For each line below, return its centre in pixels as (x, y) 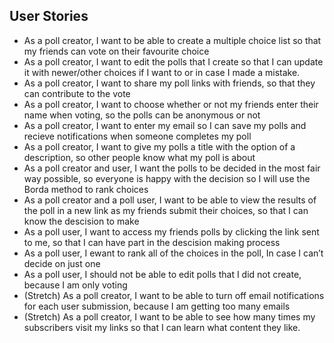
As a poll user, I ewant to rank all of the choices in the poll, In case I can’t (173, 253)
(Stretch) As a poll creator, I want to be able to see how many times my (169, 316)
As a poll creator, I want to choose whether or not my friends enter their (171, 104)
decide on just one (62, 263)
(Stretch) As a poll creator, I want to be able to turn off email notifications (174, 295)
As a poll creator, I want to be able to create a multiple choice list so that (172, 40)
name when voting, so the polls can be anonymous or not (142, 115)
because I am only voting (75, 285)
